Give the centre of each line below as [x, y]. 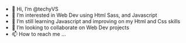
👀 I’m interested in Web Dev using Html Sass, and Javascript [84, 15]
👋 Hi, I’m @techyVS [35, 9]
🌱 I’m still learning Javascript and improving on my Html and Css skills [96, 21]
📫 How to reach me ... [39, 34]
